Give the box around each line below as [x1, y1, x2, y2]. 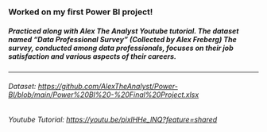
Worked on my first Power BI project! [8, 6, 153, 17]
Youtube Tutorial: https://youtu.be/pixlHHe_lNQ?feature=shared [8, 115, 218, 125]
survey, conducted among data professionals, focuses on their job [8, 43, 234, 52]
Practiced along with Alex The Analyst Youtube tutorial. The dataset [8, 26, 239, 36]
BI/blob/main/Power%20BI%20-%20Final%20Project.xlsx [8, 90, 199, 99]
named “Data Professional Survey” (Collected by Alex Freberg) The [8, 34, 237, 44]
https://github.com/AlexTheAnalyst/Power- [37, 82, 179, 91]
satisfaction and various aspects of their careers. [8, 51, 177, 61]
